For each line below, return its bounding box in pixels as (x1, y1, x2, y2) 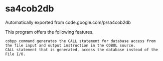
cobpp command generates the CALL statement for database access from (5, 38, 156, 44)
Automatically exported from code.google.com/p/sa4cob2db (5, 19, 131, 25)
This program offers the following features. (5, 29, 94, 35)
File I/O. (5, 52, 26, 57)
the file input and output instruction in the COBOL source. (5, 43, 136, 48)
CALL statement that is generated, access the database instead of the (5, 47, 158, 52)
